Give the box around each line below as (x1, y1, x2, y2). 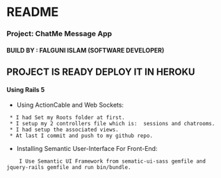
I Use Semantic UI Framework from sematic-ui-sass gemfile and (19, 158, 206, 165)
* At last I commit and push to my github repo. (9, 132, 154, 139)
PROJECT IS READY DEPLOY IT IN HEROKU (6, 66, 195, 78)
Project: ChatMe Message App (6, 29, 113, 39)
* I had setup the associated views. (9, 126, 119, 134)
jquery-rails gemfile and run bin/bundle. (6, 164, 131, 171)
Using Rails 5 (6, 85, 45, 94)
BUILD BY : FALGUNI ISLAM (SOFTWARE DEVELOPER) (6, 46, 165, 54)
